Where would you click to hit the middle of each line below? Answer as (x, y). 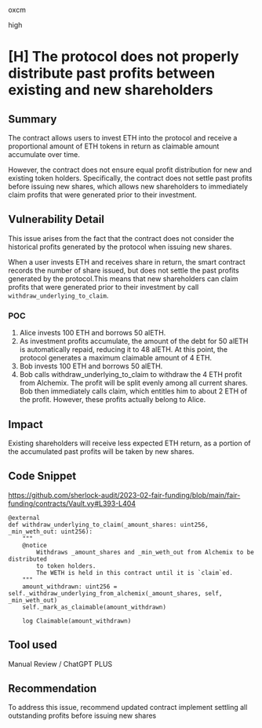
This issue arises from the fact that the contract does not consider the (121, 238)
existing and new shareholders (111, 90)
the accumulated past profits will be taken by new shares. (101, 451)
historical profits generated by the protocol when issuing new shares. (120, 247)
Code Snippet (42, 476)
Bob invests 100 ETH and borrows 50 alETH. (91, 366)
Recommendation (52, 688)
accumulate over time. (44, 154)
